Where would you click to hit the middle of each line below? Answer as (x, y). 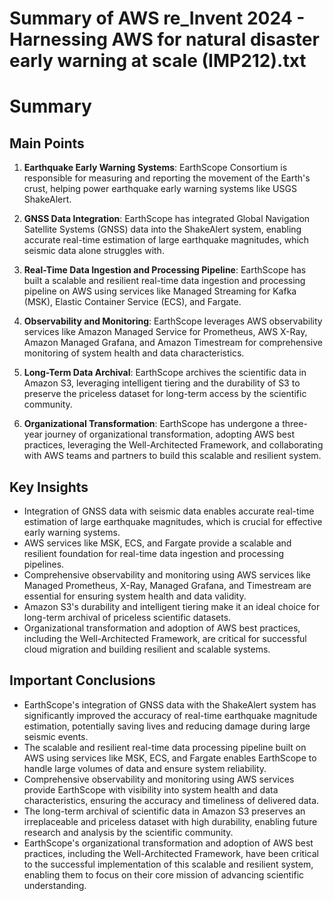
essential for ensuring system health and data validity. (135, 596)
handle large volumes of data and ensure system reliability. (145, 768)
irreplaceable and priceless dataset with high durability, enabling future (170, 821)
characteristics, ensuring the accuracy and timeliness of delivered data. (171, 800)
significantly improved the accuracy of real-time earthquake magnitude (170, 715)
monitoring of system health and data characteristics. (134, 353)
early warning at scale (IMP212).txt (158, 61)
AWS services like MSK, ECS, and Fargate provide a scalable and (157, 543)
